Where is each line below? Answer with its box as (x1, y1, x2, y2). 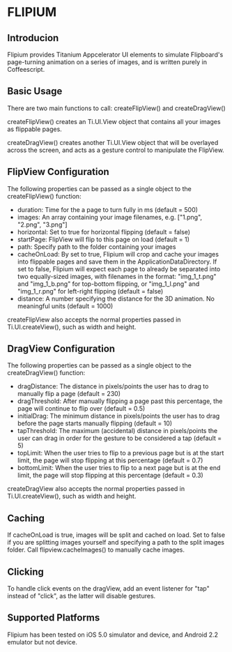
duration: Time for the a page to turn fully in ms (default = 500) (17, 205, 199, 213)
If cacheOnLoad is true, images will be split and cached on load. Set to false (7, 531, 225, 539)
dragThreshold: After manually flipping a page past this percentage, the (17, 397, 223, 405)
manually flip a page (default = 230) (17, 390, 121, 398)
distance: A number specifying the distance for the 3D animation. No (17, 294, 215, 303)
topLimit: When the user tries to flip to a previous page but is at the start (17, 449, 224, 457)
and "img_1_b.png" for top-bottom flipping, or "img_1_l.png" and (17, 280, 200, 288)
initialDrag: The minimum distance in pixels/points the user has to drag (17, 412, 220, 420)
